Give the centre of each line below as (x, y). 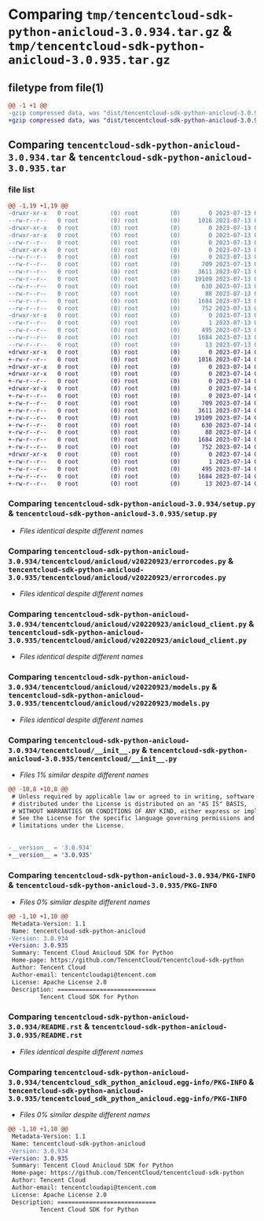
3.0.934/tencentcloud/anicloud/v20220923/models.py (109, 687)
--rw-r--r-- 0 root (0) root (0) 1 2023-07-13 (130, 323)
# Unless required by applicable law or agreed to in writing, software (133, 796)
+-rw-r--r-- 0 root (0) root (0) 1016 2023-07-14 (130, 359)
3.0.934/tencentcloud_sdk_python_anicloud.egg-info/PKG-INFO (128, 1082)
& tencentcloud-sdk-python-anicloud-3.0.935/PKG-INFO (113, 885)
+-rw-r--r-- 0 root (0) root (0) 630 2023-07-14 (130, 425)
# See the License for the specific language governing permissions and (133, 819)
